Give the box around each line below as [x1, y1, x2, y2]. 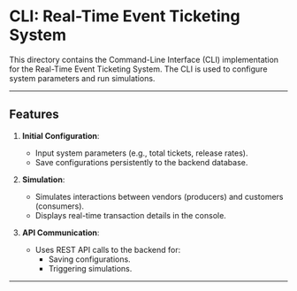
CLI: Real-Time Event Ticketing [9, 6, 240, 27]
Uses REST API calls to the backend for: [34, 244, 181, 255]
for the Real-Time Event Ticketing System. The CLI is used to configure [9, 64, 268, 74]
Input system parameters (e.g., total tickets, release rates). [34, 148, 248, 158]
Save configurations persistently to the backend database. [34, 157, 248, 167]
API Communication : [21, 227, 100, 238]
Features [9, 107, 59, 122]
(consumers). [34, 201, 85, 211]
